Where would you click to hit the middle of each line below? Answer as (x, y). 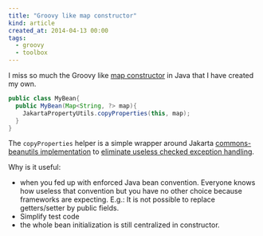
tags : (17, 38)
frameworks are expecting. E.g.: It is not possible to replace (117, 199)
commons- (233, 144)
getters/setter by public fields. (69, 208)
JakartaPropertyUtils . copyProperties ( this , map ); (107, 113)
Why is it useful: (35, 167)
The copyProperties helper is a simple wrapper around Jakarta (111, 144)
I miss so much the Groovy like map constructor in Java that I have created (131, 75)
